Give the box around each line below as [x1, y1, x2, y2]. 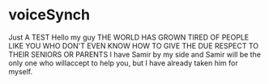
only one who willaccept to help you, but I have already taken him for [8, 58, 239, 68]
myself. [8, 66, 33, 76]
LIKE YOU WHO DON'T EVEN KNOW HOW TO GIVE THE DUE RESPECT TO [8, 40, 259, 50]
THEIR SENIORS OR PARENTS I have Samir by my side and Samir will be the [8, 49, 262, 59]
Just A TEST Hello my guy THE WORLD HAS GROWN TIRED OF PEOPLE [8, 32, 250, 42]
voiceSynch [8, 6, 91, 24]
